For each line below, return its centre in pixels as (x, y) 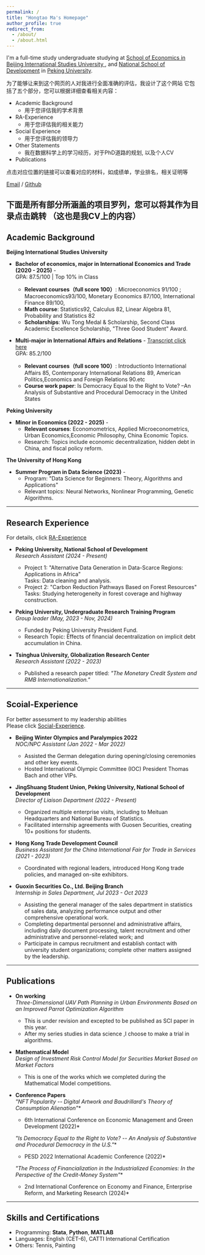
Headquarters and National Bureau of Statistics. (84, 818)
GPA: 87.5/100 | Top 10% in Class (57, 277)
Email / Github (24, 184)
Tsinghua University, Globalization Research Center (82, 655)
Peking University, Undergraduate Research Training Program (95, 612)
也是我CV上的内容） (102, 216)
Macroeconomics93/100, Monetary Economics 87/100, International (110, 296)
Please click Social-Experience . (46, 726)
